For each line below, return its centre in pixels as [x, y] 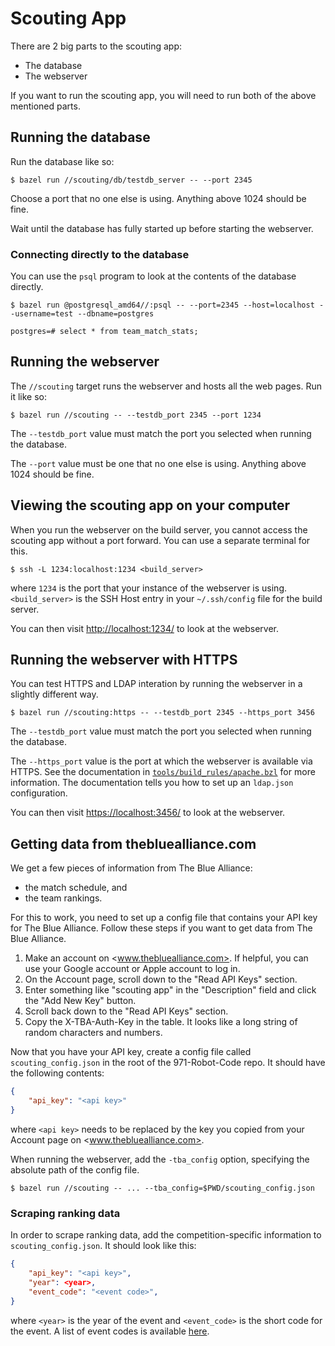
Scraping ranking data [65, 1213]
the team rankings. [63, 898]
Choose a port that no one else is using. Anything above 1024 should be [158, 198]
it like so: [28, 396]
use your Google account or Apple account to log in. [132, 969]
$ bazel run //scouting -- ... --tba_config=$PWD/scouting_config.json [162, 1188]
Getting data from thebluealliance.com [133, 843]
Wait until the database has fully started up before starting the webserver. [162, 228]
